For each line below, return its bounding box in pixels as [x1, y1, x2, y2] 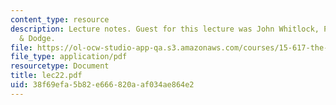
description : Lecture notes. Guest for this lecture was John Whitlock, [10, 24, 320, 34]
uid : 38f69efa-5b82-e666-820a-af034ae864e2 [10, 80, 195, 90]
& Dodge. [19, 33, 56, 43]
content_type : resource [10, 14, 110, 25]
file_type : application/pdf [10, 52, 128, 62]
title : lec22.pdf [10, 71, 83, 81]
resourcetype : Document [10, 61, 110, 71]
